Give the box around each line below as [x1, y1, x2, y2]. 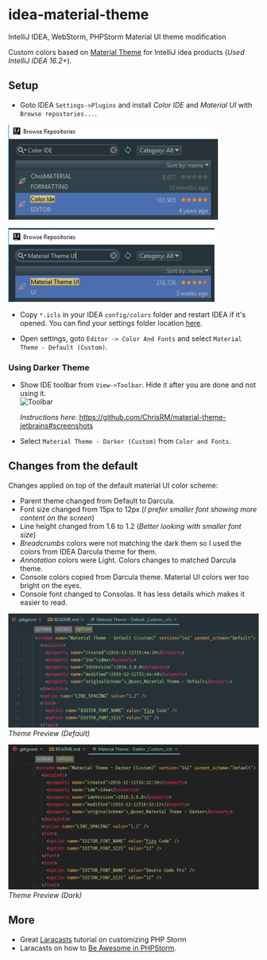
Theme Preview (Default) [8, 729, 91, 739]
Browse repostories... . [19, 108, 98, 118]
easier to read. [19, 598, 68, 607]
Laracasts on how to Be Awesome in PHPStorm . [19, 942, 177, 953]
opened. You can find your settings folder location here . [19, 318, 203, 327]
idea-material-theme [8, 6, 149, 24]
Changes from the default [8, 460, 138, 473]
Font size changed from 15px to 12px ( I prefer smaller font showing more [19, 504, 257, 514]
